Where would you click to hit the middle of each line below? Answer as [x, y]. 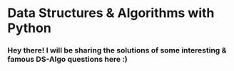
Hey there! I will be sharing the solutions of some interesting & [117, 50]
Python [29, 28]
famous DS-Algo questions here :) [67, 60]
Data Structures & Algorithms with [111, 13]
